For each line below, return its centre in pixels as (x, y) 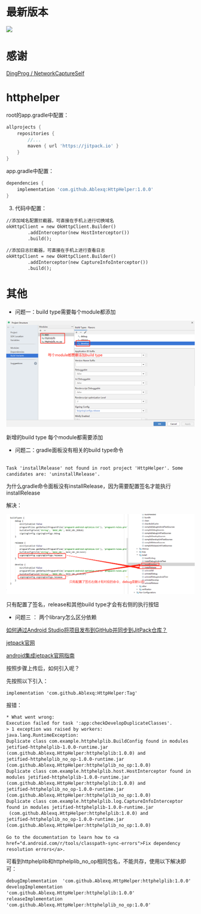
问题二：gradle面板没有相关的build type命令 (69, 450)
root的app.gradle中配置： (38, 115)
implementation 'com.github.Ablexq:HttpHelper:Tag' (72, 693)
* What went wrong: (31, 717)
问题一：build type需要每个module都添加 (65, 312)
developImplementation (34, 887)
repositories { (36, 133)
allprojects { (24, 127)
